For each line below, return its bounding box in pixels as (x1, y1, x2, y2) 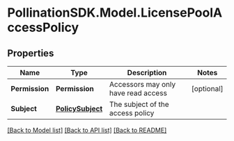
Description (127, 68, 167, 77)
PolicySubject (55, 104, 103, 113)
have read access (109, 88, 167, 98)
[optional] (191, 84, 224, 93)
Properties (7, 47, 54, 59)
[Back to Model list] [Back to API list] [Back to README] (7, 126, 167, 134)
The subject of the (109, 99, 169, 109)
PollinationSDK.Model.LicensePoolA (7, 5, 223, 21)
